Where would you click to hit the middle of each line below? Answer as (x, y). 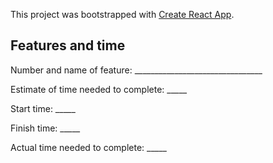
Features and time (68, 45)
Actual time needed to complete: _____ (88, 147)
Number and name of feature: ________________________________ (136, 70)
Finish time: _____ (45, 128)
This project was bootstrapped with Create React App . (122, 14)
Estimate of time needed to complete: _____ (99, 89)
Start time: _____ (43, 108)
